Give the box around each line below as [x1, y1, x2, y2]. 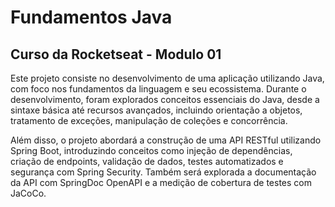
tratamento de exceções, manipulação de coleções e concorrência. [10, 115, 288, 126]
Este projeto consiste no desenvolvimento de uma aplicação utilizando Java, [10, 72, 325, 84]
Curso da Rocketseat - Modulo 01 [10, 46, 222, 63]
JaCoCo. [10, 187, 47, 199]
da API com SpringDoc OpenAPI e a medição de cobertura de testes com [10, 177, 313, 188]
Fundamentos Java [10, 6, 173, 29]
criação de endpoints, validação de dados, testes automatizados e [10, 156, 284, 167]
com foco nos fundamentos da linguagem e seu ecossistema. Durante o [10, 83, 307, 95]
